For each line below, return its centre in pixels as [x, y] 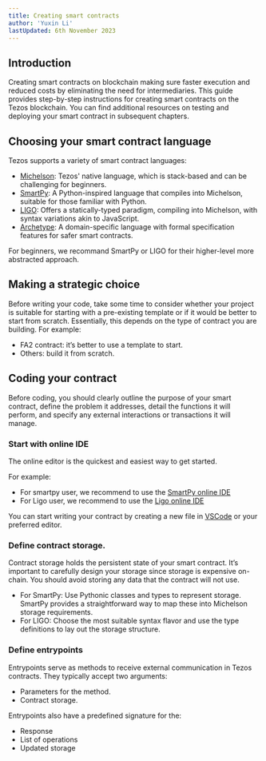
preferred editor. [35, 524]
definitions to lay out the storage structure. [90, 629]
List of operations [49, 739]
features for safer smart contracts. [76, 235]
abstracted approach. [44, 259]
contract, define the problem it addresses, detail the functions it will [119, 406]
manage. [23, 423]
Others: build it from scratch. [67, 353]
